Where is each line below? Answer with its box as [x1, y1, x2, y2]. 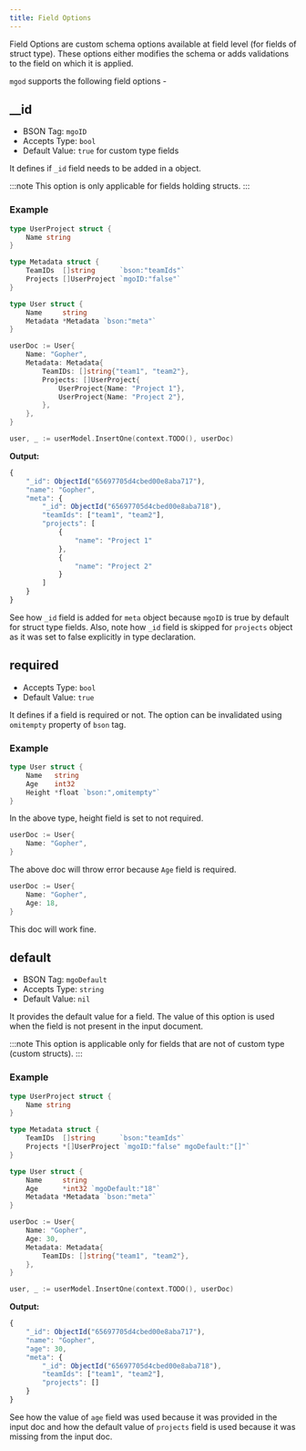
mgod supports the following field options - [9, 75, 167, 87]
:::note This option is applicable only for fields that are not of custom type [9, 1039, 285, 1050]
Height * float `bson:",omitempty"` [25, 788, 161, 797]
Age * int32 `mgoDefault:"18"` [25, 1184, 161, 1193]
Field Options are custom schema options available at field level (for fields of [9, 38, 297, 49]
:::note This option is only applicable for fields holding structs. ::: [9, 181, 250, 192]
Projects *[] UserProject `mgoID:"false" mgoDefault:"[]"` [25, 1142, 250, 1152]
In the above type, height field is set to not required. [9, 813, 204, 824]
